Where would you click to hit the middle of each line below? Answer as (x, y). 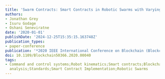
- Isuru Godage (21, 23)
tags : (11, 60)
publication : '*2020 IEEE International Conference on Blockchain (74, 51)
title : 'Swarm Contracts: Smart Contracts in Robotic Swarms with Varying (83, 10)
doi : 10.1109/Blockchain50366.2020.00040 (48, 55)
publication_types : (25, 42)
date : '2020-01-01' (25, 32)
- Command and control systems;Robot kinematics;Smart (62, 64)
